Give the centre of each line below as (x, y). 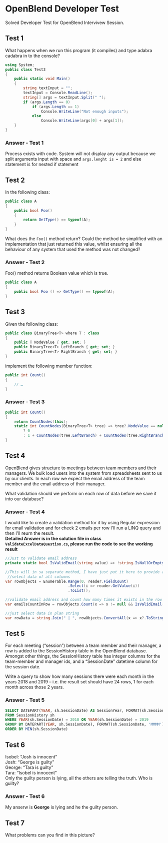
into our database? (24, 499)
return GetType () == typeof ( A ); (57, 220)
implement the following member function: (49, 366)
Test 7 (15, 823)
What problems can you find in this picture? (50, 835)
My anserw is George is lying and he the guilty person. (62, 807)
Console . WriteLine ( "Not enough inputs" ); (84, 111)
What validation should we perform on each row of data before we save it (81, 493)
